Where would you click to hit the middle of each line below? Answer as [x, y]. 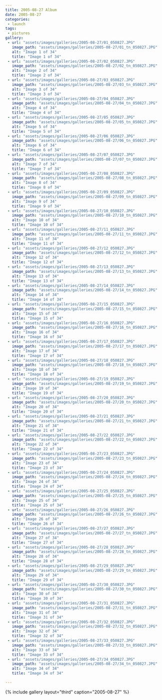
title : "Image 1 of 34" [36, 57]
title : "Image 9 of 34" [36, 206]
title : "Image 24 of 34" [38, 486]
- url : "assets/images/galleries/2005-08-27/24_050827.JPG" [71, 472]
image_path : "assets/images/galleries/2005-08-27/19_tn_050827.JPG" [84, 383]
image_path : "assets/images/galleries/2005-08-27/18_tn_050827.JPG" [84, 365]
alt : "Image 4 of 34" [34, 108]
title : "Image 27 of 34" [38, 542]
